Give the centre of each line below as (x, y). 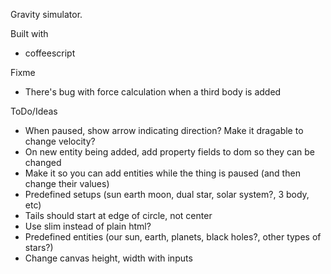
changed (43, 162)
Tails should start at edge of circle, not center (118, 215)
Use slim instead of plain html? (88, 226)
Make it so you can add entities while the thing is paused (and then (162, 173)
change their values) (67, 183)
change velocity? (60, 141)
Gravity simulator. (46, 14)
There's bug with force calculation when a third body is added (153, 92)
